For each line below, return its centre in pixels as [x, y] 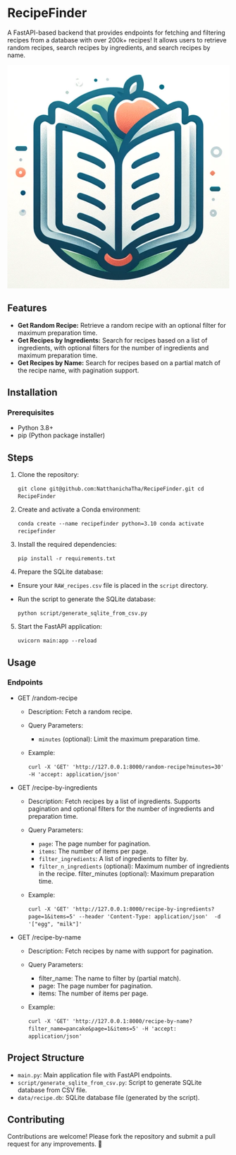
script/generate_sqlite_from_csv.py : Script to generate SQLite [110, 1082]
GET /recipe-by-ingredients [57, 787]
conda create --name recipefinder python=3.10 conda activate [111, 524]
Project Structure [46, 1058]
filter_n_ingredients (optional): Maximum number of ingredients [134, 866]
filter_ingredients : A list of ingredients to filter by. [113, 858]
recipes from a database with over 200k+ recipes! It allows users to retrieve [117, 40]
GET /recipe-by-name [49, 937]
